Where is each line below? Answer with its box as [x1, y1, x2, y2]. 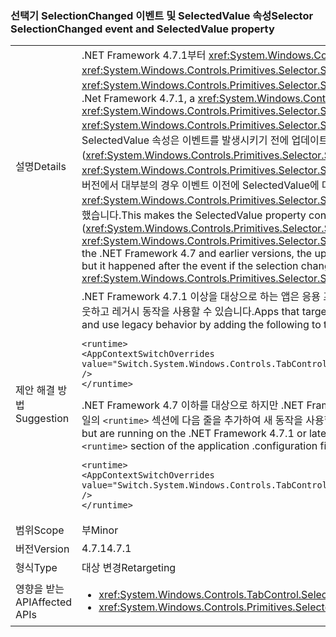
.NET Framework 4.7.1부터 [81, 48, 207, 62]
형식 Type [15, 561, 58, 575]
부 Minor [81, 523, 119, 537]
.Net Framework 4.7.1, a [81, 92, 196, 106]
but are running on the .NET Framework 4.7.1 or [81, 427, 307, 441]
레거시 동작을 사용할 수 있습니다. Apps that [111, 305, 300, 319]
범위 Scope [15, 523, 65, 537]
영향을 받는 [15, 582, 65, 596]
